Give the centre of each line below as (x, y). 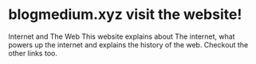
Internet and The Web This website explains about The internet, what (122, 36)
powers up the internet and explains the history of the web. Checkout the (128, 44)
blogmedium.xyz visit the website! (125, 15)
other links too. (33, 53)
